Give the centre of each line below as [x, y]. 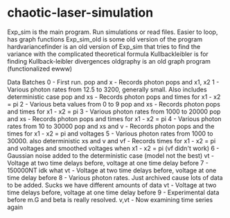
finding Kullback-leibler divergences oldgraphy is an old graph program [109, 61]
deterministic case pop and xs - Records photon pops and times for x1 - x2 [114, 97]
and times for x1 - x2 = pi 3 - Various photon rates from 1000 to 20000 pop [114, 111]
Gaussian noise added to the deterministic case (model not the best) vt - [111, 155]
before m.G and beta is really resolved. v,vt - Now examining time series [110, 199]
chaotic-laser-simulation [80, 13]
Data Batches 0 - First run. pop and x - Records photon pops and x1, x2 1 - [113, 82]
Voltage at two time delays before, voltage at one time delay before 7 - [108, 163]
